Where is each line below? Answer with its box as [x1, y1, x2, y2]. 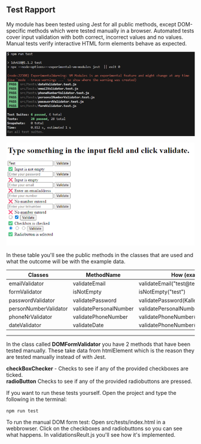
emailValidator [8, 280, 44, 287]
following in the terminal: [6, 395, 67, 403]
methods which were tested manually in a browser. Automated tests [27, 27, 194, 34]
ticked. [6, 371, 23, 378]
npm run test [6, 407, 39, 414]
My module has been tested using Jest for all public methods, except [6, 20, 176, 28]
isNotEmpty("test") [138, 288, 186, 295]
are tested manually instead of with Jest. [6, 353, 106, 360]
